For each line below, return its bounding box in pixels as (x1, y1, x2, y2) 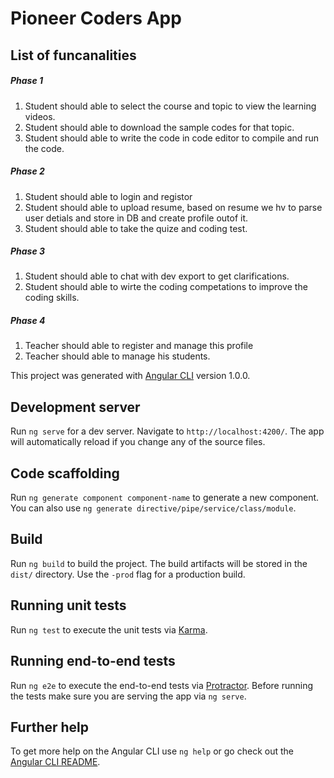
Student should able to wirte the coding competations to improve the (24, 281, 308, 293)
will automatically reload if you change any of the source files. (10, 436, 266, 448)
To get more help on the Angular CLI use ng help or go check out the (10, 745, 294, 757)
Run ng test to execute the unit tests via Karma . (10, 623, 208, 636)
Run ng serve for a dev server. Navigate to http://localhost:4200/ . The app (10, 425, 325, 437)
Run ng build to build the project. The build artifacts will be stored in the (10, 557, 308, 569)
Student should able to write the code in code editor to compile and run (24, 132, 320, 144)
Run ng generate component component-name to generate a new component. (10, 492, 320, 504)
